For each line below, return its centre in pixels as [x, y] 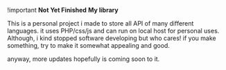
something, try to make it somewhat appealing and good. [88, 45]
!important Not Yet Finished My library [63, 10]
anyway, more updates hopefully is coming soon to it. [84, 59]
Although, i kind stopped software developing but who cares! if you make [112, 38]
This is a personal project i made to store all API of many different [101, 23]
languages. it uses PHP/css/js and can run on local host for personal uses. [113, 31]
